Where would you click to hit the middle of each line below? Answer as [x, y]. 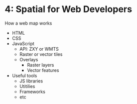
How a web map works [28, 23]
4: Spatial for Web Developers [68, 9]
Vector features [43, 70]
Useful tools [24, 75]
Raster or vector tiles [41, 54]
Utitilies [27, 86]
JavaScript [23, 43]
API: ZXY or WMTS [39, 49]
